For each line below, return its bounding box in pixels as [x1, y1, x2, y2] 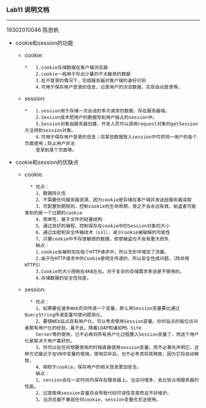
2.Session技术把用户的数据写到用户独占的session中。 [36, 115, 158, 121]
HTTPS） [24, 262, 44, 268]
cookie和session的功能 [15, 39, 74, 47]
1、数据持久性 [36, 190, 66, 197]
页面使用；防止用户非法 [24, 140, 75, 147]
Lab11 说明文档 [6, 5, 50, 13]
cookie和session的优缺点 [15, 158, 79, 166]
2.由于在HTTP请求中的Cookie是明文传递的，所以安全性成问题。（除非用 [36, 256, 190, 262]
